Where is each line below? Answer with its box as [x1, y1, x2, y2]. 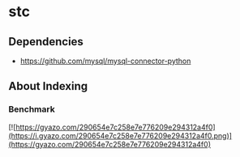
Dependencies [8, 35, 84, 49]
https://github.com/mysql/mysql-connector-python [19, 56, 191, 66]
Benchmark [8, 104, 55, 115]
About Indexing [8, 79, 88, 93]
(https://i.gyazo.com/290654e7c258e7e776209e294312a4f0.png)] [8, 130, 233, 140]
